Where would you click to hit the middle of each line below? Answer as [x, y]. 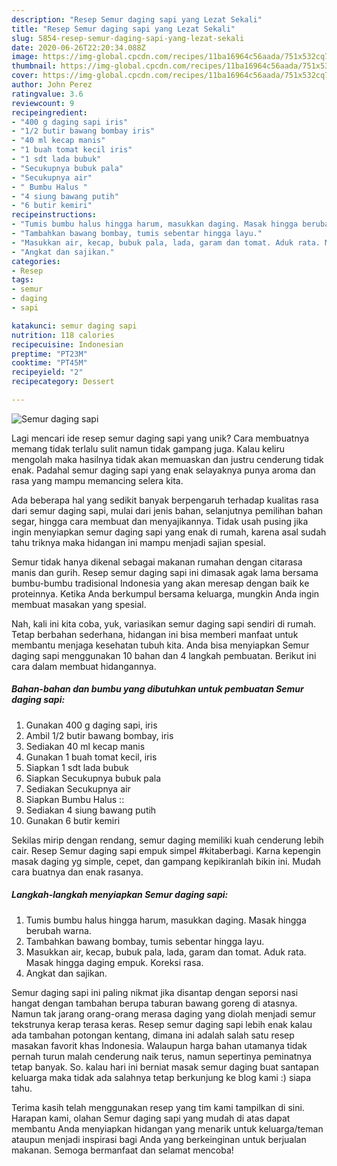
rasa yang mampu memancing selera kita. [97, 480]
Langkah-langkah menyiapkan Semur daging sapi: [120, 895]
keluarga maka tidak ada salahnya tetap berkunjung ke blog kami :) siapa [161, 1077]
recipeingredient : [49, 112]
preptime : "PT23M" [49, 354]
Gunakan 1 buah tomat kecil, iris [91, 757]
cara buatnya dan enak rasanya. [77, 872]
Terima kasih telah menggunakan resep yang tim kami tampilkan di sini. [158, 1107]
